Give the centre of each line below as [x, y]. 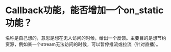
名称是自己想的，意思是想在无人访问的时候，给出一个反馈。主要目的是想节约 [86, 38]
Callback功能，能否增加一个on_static [84, 10]
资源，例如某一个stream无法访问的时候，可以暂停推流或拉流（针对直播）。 [83, 44]
